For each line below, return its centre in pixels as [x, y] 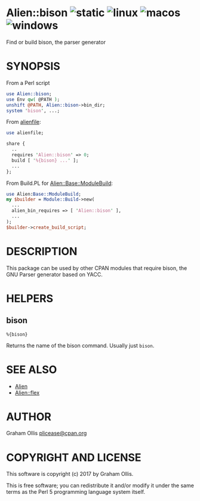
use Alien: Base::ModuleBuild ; [44, 194]
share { [16, 144]
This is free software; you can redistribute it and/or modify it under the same [100, 485]
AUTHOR [29, 417]
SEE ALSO [32, 370]
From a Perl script [28, 83]
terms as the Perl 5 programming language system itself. [76, 492]
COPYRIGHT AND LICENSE [74, 457]
